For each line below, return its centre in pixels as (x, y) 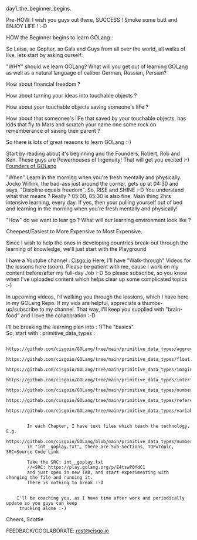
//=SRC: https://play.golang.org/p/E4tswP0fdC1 (86, 467)
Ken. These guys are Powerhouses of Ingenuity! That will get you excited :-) (98, 160)
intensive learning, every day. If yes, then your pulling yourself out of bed (94, 202)
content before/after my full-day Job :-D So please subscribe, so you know (97, 273)
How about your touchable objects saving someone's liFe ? (77, 107)
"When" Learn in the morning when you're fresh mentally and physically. (94, 177)
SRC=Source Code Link (33, 452)
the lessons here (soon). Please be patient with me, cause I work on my (92, 266)
